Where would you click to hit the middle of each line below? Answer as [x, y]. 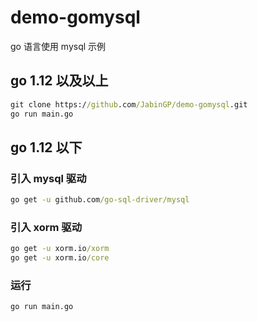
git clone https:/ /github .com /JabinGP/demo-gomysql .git [129, 104]
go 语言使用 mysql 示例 [58, 46]
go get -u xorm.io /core [60, 258]
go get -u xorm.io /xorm [60, 249]
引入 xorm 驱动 [46, 227]
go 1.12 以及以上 [59, 81]
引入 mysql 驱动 [48, 178]
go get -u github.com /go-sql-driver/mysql [100, 200]
